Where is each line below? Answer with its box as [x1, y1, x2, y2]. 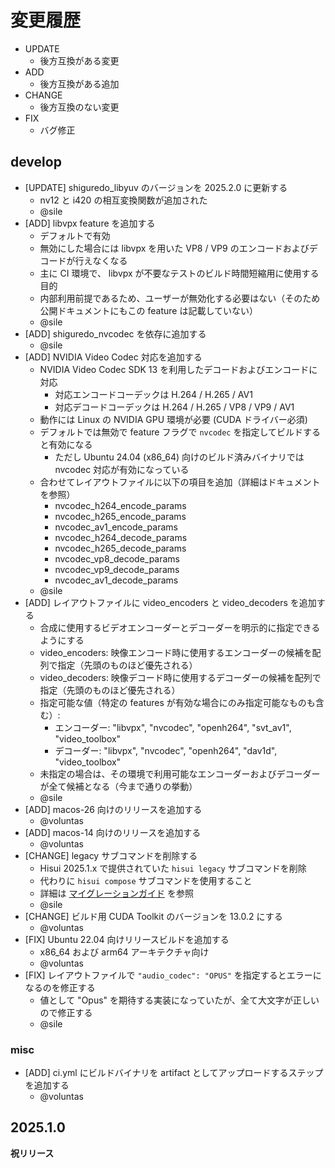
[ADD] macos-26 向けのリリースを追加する [24, 803, 203, 815]
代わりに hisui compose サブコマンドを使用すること [39, 874, 253, 886]
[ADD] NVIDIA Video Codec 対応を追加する [24, 351, 203, 363]
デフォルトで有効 [39, 229, 111, 241]
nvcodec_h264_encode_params [54, 499, 187, 511]
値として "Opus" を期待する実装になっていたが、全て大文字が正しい [39, 994, 320, 1006]
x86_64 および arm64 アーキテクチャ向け [39, 946, 210, 958]
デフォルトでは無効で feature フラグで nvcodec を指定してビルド [39, 426, 304, 438]
